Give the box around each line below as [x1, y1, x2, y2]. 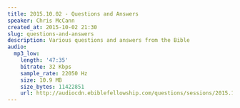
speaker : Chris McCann [7, 17, 75, 24]
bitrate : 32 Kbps [20, 63, 72, 70]
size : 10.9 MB [20, 76, 62, 84]
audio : [7, 43, 27, 50]
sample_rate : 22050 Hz [20, 70, 88, 77]
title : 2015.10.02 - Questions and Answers [7, 10, 139, 18]
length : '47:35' [20, 57, 69, 64]
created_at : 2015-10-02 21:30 [7, 23, 98, 31]
